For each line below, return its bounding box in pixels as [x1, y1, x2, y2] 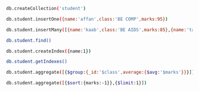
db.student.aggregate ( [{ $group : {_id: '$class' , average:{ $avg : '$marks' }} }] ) [6, 70, 195, 75]
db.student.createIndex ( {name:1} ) [6, 48, 92, 54]
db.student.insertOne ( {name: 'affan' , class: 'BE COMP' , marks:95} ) [6, 16, 168, 22]
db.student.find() [6, 37, 52, 44]
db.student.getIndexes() [6, 59, 68, 65]
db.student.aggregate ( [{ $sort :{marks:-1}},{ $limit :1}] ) [6, 80, 147, 86]
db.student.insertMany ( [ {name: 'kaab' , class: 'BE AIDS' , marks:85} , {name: [6, 27, 187, 32]
